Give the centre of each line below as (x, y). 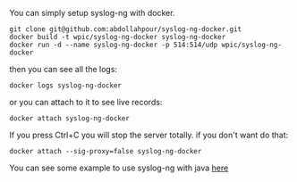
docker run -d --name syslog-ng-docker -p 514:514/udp (114, 45)
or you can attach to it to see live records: (86, 102)
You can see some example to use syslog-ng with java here (119, 168)
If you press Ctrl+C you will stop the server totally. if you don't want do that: (149, 135)
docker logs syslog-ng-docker (66, 86)
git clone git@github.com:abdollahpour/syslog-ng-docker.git (126, 29)
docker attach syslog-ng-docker (69, 119)
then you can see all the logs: (64, 69)
